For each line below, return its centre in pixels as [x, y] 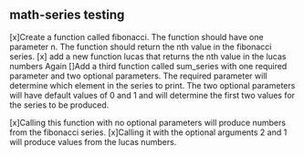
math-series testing [67, 15]
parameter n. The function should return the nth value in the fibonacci [141, 47]
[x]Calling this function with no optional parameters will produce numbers [147, 122]
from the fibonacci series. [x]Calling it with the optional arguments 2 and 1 [148, 132]
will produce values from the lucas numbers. [93, 141]
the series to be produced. [59, 105]
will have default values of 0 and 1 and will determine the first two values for [152, 95]
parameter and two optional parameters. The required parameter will [138, 76]
